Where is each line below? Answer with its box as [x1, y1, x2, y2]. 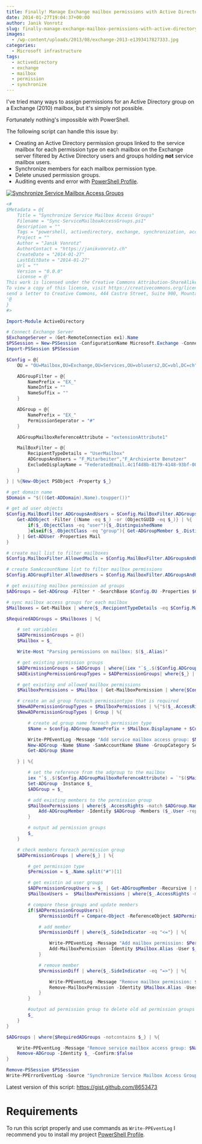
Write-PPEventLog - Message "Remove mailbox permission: [49, 979, 192, 985]
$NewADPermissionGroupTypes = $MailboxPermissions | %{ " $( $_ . [17, 703, 176, 710]
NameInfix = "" [28, 385, 66, 391]
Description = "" [17, 223, 61, 229]
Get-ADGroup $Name [28, 747, 74, 754]
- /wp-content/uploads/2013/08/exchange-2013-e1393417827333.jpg [11, 37, 179, 43]
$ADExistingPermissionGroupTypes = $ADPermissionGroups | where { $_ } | [17, 670, 195, 677]
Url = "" [17, 262, 39, 268]
